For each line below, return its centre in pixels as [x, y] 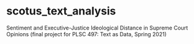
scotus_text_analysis [61, 11]
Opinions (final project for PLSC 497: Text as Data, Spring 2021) [87, 34]
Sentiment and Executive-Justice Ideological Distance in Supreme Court [97, 28]
